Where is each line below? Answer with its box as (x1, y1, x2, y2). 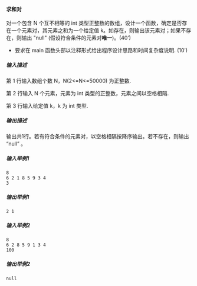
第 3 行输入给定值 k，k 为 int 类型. (6, 102, 88, 109)
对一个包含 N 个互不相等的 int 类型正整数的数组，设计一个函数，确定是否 (6, 19, 182, 26)
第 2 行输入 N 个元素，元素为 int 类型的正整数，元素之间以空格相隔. (6, 90, 169, 97)
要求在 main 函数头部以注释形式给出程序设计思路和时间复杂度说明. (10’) (14, 47, 188, 54)
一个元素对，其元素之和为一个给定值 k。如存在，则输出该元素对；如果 (11, 27, 181, 34)
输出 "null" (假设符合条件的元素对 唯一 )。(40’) (21, 34, 132, 41)
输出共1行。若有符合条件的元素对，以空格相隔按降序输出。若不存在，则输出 (6, 133, 189, 140)
